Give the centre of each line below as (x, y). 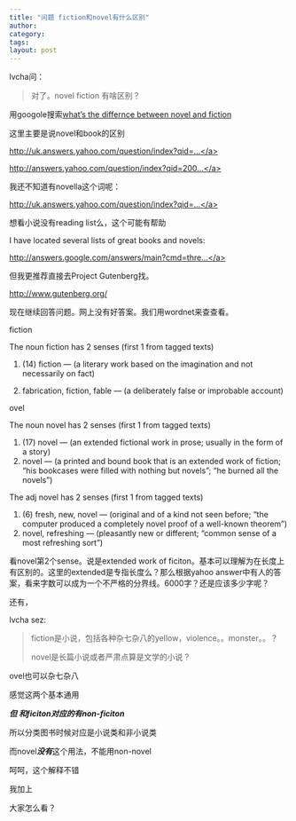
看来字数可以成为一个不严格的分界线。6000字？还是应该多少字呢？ (147, 583)
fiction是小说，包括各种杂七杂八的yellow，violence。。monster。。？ (154, 638)
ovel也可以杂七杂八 (44, 676)
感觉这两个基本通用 (44, 695)
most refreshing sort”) (62, 543)
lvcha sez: (28, 620)
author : (23, 26)
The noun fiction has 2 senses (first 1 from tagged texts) (112, 347)
